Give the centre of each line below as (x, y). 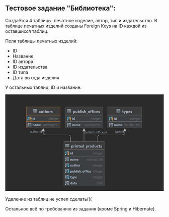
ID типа (20, 72)
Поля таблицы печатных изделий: (41, 41)
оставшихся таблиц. (27, 31)
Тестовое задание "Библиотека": (60, 8)
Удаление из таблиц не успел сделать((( (49, 199)
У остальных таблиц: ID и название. (44, 87)
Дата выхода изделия (36, 77)
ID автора (23, 61)
